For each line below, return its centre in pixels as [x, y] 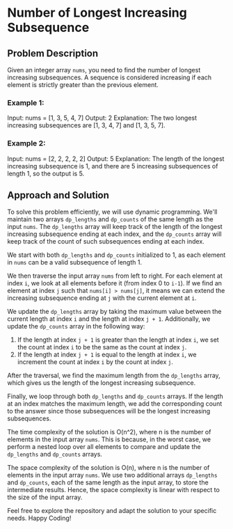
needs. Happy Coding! [39, 518]
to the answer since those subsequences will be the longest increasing [109, 411]
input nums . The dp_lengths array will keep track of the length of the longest [115, 227]
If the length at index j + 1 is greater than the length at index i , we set [118, 340]
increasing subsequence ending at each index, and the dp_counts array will [114, 234]
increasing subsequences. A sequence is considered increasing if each [110, 77]
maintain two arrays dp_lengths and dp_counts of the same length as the [110, 219]
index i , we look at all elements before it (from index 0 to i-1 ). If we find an [115, 283]
